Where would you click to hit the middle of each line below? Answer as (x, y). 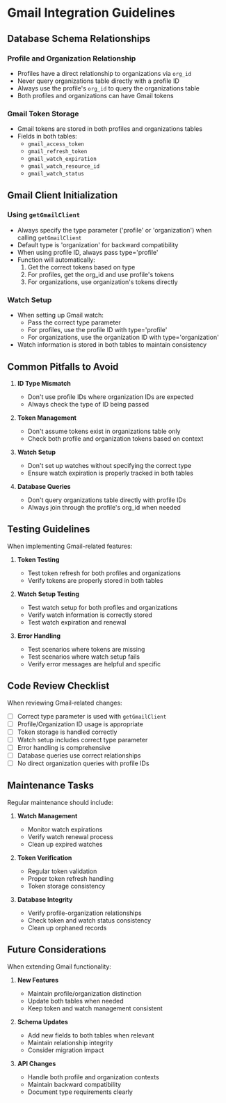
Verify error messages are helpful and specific (94, 664)
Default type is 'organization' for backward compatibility (98, 244)
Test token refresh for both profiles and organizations (104, 573)
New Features (38, 980)
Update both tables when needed (75, 1001)
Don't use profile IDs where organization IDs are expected (111, 397)
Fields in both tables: (47, 136)
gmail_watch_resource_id (64, 166)
